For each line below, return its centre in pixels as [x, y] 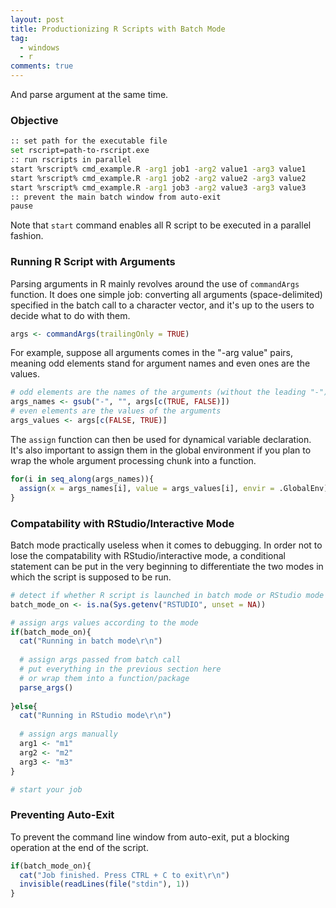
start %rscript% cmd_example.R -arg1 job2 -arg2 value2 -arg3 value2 [158, 178]
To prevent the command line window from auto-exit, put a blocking [150, 837]
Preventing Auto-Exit [62, 815]
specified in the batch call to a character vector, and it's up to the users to [162, 305]
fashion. [27, 236]
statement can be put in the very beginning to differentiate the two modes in [167, 566]
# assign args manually [68, 734]
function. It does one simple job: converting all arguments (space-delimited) [166, 294]
